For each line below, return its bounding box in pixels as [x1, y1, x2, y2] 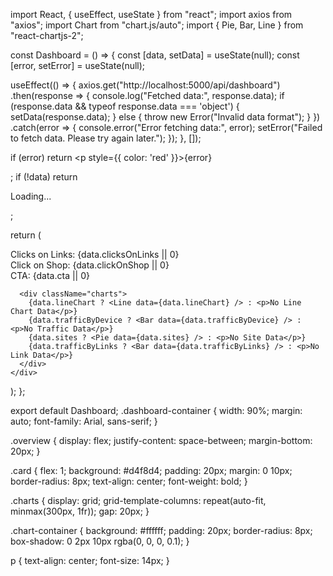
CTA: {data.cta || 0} [10, 270, 90, 281]
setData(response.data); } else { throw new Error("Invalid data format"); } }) [10, 111, 321, 123]
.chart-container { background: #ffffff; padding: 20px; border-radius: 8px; [10, 525, 313, 536]
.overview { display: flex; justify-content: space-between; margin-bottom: [10, 435, 313, 446]
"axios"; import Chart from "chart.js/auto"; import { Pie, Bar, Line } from [10, 19, 304, 31]
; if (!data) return [10, 171, 78, 183]
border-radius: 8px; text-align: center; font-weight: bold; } [10, 475, 248, 487]
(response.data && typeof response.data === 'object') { [10, 100, 240, 112]
